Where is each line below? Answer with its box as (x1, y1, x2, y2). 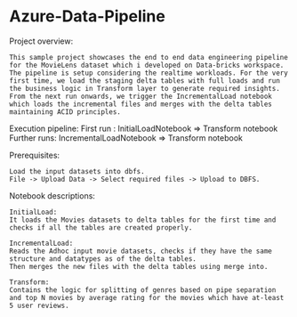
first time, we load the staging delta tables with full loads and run (9, 76, 280, 85)
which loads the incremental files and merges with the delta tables (9, 100, 273, 109)
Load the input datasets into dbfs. (9, 167, 145, 175)
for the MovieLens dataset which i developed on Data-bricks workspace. (9, 61, 285, 69)
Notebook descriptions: (9, 190, 96, 201)
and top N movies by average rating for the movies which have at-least (9, 293, 285, 302)
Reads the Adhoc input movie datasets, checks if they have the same (9, 247, 273, 256)
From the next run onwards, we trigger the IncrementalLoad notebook (9, 92, 273, 101)
